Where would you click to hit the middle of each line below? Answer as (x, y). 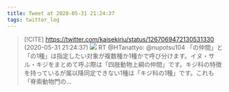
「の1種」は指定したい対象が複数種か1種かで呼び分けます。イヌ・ (116, 56)
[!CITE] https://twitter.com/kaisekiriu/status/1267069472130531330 (119, 39)
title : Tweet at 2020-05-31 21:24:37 (61, 13)
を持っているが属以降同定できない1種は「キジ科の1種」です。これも (119, 73)
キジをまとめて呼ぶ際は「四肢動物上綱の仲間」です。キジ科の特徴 (129, 64)
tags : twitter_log (33, 20)
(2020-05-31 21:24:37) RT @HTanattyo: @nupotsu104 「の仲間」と (123, 47)
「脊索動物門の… (48, 81)
